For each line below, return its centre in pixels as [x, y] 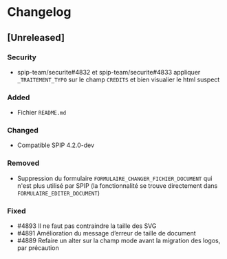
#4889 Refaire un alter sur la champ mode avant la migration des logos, [119, 241]
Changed [23, 131]
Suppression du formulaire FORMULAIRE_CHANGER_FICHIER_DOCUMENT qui [115, 178]
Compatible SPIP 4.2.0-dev [56, 145]
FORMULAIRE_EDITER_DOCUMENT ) [58, 193]
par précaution [38, 248]
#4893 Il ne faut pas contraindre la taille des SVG [87, 226]
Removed [23, 163]
